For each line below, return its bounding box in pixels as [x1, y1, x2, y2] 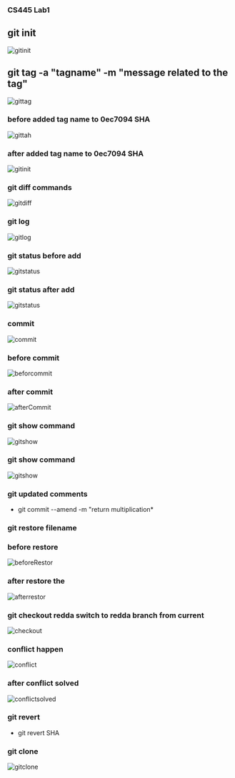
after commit [7, 387, 54, 397]
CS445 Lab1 [7, 5, 50, 15]
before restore [7, 542, 59, 552]
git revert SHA [17, 728, 60, 737]
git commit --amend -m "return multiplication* [17, 505, 154, 514]
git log [7, 216, 30, 226]
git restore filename [7, 523, 77, 533]
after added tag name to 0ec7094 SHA [7, 148, 144, 158]
